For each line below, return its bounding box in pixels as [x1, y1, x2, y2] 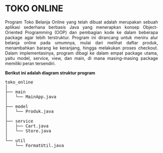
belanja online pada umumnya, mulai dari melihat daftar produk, [5, 39, 158, 45]
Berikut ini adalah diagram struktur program [5, 70, 96, 76]
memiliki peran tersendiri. [5, 60, 56, 66]
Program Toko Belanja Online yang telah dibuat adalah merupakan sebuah [5, 19, 158, 25]
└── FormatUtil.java [15, 142, 64, 148]
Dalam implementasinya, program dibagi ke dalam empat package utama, [5, 50, 158, 56]
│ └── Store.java [5, 128, 51, 134]
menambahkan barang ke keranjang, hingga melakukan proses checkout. [5, 45, 158, 51]
